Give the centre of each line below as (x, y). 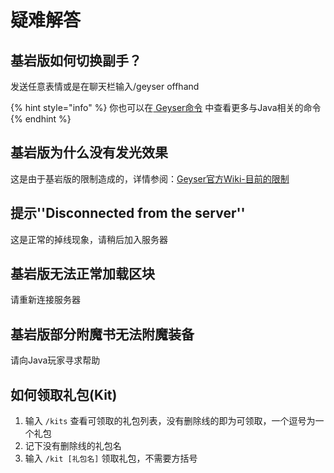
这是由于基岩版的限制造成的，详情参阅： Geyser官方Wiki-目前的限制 (150, 178)
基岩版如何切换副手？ (76, 60)
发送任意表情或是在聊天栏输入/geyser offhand (105, 86)
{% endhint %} (41, 119)
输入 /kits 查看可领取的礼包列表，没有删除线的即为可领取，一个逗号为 (170, 421)
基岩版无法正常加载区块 (82, 274)
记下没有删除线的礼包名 (73, 446)
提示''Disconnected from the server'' (128, 213)
